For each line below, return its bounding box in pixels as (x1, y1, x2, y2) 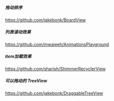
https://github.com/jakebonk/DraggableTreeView (5, 90, 104, 96)
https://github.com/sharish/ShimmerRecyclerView (5, 66, 106, 72)
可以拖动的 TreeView (5, 78, 47, 83)
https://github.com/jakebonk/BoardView (5, 17, 86, 23)
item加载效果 (5, 53, 32, 59)
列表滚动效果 (5, 29, 31, 35)
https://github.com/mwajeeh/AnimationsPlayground (5, 41, 109, 47)
